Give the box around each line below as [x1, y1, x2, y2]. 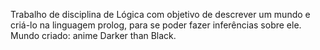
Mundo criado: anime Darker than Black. [10, 30, 177, 41]
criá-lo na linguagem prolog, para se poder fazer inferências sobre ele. [10, 19, 302, 31]
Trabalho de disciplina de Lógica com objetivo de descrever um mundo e [10, 9, 311, 20]
